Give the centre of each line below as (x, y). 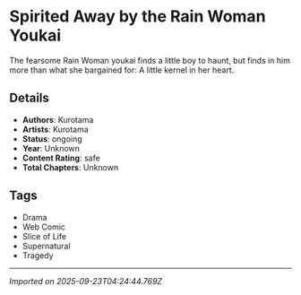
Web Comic (43, 227)
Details (29, 98)
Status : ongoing (52, 139)
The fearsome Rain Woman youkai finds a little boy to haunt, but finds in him (150, 60)
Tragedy (38, 255)
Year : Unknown (51, 148)
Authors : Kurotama (58, 119)
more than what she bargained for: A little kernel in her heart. (122, 70)
